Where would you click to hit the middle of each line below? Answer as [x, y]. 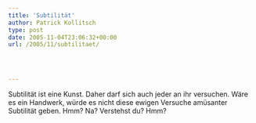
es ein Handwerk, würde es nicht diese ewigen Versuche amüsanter [118, 103]
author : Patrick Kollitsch [52, 23]
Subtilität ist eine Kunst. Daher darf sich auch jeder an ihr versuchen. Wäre [128, 94]
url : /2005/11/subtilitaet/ [54, 45]
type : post [26, 30]
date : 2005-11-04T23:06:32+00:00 [63, 37]
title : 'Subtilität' [42, 15]
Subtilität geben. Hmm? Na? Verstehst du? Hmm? [87, 111]
